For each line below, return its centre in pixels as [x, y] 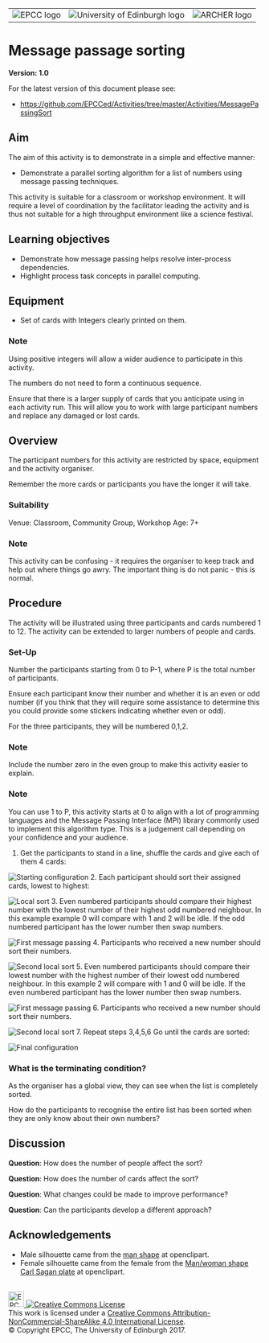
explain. [21, 773]
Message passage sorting [97, 51]
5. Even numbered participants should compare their [163, 966]
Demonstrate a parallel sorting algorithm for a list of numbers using [131, 173]
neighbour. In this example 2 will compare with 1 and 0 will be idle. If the [127, 984]
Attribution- [192, 1312]
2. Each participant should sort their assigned [165, 877]
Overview [33, 441]
